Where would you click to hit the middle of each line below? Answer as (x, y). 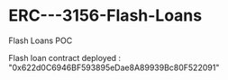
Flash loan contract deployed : (65, 58)
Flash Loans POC (41, 40)
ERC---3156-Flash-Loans (105, 16)
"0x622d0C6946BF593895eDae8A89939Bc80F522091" (114, 67)
